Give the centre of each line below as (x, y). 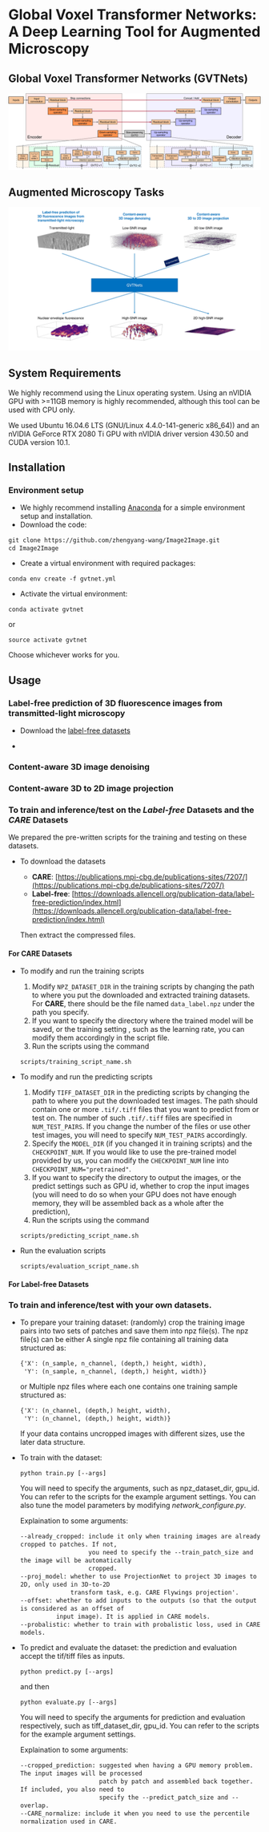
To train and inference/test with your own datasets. (110, 1304)
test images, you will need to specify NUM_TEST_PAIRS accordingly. (139, 1135)
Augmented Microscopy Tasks (86, 192)
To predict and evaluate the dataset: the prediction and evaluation (128, 1648)
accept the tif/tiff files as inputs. (72, 1656)
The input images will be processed (81, 1773)
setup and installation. (56, 516)
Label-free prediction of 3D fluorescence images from (115, 703)
